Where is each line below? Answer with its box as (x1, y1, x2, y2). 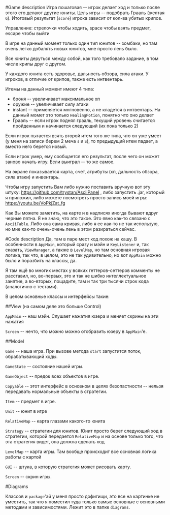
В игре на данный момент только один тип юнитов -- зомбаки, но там (5, 40, 157, 46)
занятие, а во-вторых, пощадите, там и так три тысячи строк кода (5, 278, 149, 284)
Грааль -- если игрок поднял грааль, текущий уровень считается (12, 117, 155, 124)
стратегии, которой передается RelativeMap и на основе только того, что (5, 433, 163, 439)
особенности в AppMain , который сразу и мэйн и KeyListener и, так (5, 241, 149, 247)
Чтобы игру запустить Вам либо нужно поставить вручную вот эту (5, 184, 151, 190)
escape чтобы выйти (5, 31, 50, 36)
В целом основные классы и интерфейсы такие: (5, 293, 110, 299)
